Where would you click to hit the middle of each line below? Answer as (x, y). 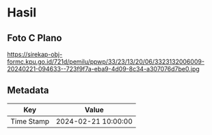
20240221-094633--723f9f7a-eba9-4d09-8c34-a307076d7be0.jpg (103, 69)
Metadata (28, 90)
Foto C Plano (35, 38)
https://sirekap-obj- (35, 54)
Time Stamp (30, 121)
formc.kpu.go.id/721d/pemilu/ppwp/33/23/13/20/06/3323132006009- (106, 62)
